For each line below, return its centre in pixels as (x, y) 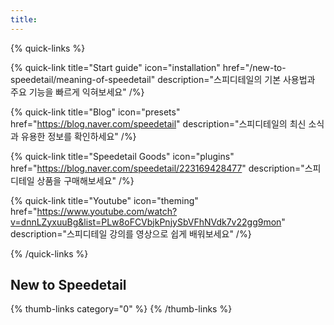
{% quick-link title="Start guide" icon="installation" (115, 67)
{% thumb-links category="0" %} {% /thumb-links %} (121, 309)
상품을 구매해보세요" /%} (85, 180)
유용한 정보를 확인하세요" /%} (78, 136)
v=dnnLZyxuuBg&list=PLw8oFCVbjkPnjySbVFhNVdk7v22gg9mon (146, 222)
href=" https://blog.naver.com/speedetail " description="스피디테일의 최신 (158, 123)
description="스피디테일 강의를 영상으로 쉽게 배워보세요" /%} (131, 233)
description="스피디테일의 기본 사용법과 (236, 79)
